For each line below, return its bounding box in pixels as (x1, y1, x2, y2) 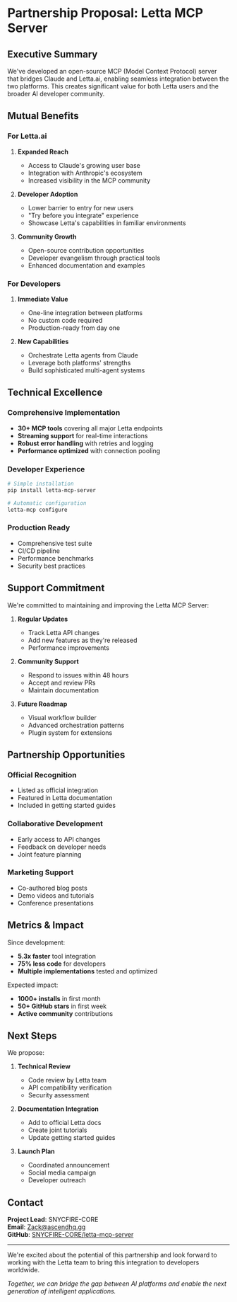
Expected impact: (7, 981, 59, 989)
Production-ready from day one (28, 324, 121, 332)
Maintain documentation (28, 685, 99, 695)
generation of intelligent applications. (7, 1287, 116, 1296)
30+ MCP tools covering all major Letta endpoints (17, 423, 164, 433)
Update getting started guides (28, 1133, 116, 1142)
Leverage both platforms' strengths (28, 358, 131, 367)
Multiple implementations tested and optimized (17, 966, 158, 975)
